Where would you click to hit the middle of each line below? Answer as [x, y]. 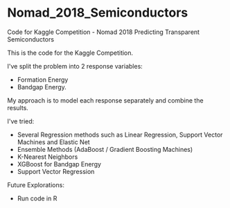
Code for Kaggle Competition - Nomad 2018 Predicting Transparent [103, 32]
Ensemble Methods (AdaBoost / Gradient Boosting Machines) [105, 149]
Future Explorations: [36, 184]
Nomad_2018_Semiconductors [98, 13]
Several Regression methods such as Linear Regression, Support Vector [120, 135]
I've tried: [21, 121]
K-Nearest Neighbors [47, 157]
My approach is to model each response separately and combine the [105, 100]
